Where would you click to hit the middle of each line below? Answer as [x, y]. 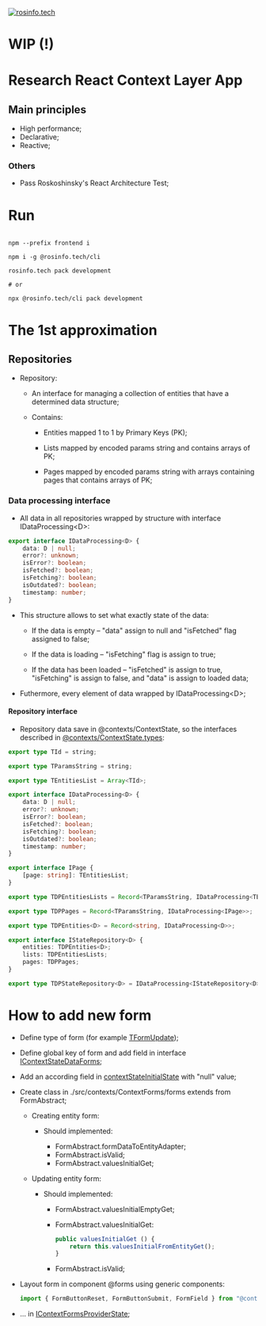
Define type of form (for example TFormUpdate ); [99, 1037]
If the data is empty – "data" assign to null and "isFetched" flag [134, 631]
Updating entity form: [66, 1178]
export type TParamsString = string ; [70, 766]
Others [22, 166]
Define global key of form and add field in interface [103, 1053]
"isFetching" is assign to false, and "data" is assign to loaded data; [140, 678]
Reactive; [35, 146]
